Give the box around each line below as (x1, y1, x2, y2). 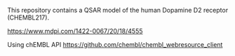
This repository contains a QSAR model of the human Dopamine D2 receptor (7, 6, 229, 14)
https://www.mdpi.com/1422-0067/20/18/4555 (7, 27, 143, 35)
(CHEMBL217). (7, 13, 50, 22)
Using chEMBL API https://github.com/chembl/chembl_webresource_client (7, 41, 223, 48)
